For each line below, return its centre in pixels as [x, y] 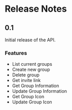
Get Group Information [35, 86]
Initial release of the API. [30, 40]
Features [16, 53]
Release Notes [36, 9]
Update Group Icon [32, 102]
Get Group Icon [28, 97]
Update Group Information [39, 91]
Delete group [26, 75]
